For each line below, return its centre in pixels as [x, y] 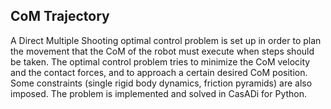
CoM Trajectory [60, 16]
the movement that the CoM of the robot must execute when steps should [162, 51]
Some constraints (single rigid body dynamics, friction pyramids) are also [161, 83]
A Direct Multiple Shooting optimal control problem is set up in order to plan [166, 40]
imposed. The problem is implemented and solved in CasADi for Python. [159, 93]
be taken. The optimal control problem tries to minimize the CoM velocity [160, 61]
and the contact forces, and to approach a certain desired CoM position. [159, 72]
